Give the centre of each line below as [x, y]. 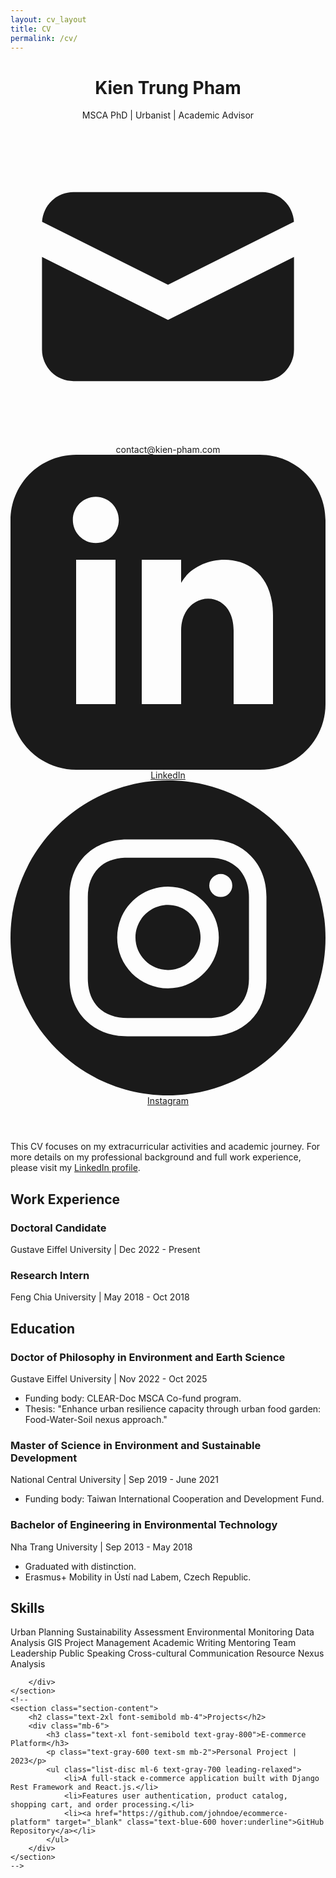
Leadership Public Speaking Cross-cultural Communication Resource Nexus [167, 1653]
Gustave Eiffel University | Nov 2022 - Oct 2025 [109, 1378]
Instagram [168, 1101]
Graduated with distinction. [80, 1566]
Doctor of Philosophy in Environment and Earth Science [148, 1357]
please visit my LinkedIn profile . [75, 1168]
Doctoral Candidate [58, 1228]
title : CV [31, 29]
